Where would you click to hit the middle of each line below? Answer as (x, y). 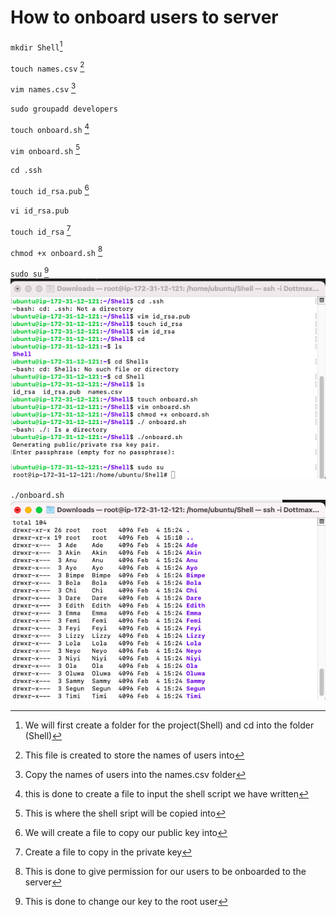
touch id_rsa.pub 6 (50, 189)
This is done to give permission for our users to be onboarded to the (165, 872)
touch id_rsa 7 (41, 230)
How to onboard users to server (144, 17)
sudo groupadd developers (64, 109)
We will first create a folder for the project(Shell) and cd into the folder (169, 725)
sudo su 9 (30, 272)
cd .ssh (26, 171)
